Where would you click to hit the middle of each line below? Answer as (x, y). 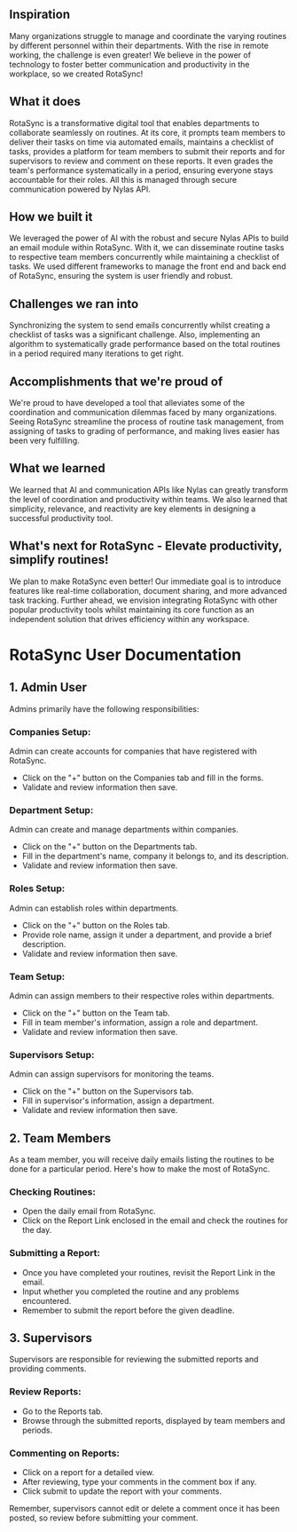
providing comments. (48, 1369)
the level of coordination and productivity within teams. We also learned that (148, 499)
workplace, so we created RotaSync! (76, 74)
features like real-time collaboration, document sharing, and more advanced (148, 590)
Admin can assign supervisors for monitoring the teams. (112, 1074)
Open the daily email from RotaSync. (89, 1212)
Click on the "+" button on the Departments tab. (109, 847)
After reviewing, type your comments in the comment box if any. (139, 1481)
